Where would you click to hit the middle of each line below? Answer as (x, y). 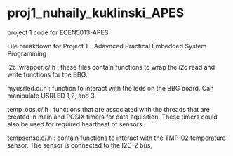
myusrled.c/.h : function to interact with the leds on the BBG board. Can (111, 88)
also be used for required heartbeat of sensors (75, 124)
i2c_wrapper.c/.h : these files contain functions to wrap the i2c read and (111, 67)
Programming (27, 53)
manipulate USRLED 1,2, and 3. (52, 96)
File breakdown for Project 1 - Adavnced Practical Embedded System (107, 46)
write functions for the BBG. (47, 74)
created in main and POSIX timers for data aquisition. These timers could (112, 117)
